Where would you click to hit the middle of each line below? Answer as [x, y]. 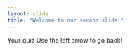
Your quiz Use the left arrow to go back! [65, 40]
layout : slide [28, 14]
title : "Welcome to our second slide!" [66, 20]
